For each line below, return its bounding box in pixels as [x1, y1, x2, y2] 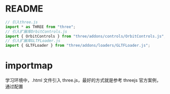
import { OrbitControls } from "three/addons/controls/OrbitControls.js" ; [5, 34, 166, 39]
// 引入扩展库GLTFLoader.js [5, 38, 61, 43]
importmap [5, 60, 53, 71]
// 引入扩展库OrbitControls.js [5, 29, 67, 34]
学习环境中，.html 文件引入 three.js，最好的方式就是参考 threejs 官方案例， [5, 77, 161, 83]
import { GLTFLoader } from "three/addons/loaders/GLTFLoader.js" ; [5, 43, 151, 48]
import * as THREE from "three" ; [5, 24, 76, 29]
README [5, 3, 44, 15]
